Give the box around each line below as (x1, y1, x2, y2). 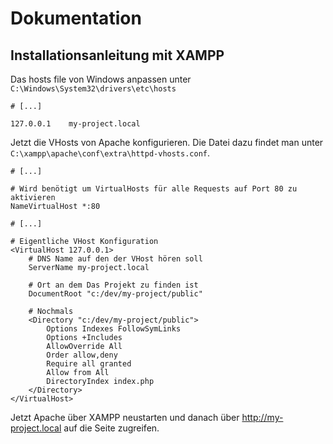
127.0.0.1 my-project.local (10, 119, 141, 129)
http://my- (241, 412, 284, 423)
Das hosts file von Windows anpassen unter (10, 73, 192, 85)
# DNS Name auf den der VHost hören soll (28, 254, 203, 264)
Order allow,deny (46, 350, 118, 360)
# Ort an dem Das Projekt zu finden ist (28, 280, 199, 290)
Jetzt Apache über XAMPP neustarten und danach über (10, 412, 240, 423)
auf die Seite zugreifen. (63, 422, 160, 434)
